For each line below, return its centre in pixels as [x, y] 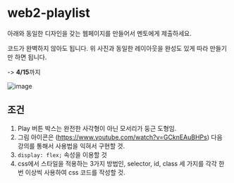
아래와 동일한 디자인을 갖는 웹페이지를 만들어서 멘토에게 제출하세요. [99, 33]
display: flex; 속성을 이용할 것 [62, 154]
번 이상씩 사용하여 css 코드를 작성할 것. [71, 172]
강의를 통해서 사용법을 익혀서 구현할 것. [71, 146]
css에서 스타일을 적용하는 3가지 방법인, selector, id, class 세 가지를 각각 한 [121, 163]
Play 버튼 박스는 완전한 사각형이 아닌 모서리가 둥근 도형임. [97, 128]
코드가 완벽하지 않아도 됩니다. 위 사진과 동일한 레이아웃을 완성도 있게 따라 [108, 48]
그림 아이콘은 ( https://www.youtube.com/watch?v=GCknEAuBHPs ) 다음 [120, 137]
